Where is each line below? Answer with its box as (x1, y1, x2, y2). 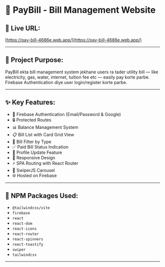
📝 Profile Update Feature (12, 149, 62, 155)
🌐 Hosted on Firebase (12, 172, 57, 178)
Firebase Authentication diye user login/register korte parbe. (5, 79, 128, 85)
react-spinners (12, 237, 44, 242)
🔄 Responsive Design (12, 154, 55, 160)
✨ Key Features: (5, 98, 55, 107)
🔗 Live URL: (5, 24, 41, 32)
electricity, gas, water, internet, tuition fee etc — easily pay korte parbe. (5, 74, 150, 80)
